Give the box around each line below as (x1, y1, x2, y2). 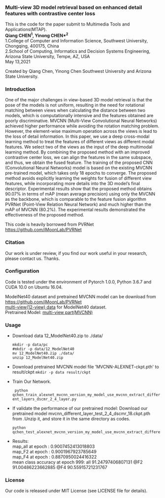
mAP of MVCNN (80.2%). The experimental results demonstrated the (5, 207, 146, 213)
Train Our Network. (12, 378, 52, 385)
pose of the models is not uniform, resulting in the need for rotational (5, 102, 145, 108)
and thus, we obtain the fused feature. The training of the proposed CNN (5, 159, 153, 166)
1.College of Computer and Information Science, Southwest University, (5, 37, 148, 43)
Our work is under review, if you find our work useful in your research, (5, 250, 148, 256)
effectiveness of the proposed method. (5, 212, 85, 218)
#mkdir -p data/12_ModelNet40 (12, 346, 75, 352)
